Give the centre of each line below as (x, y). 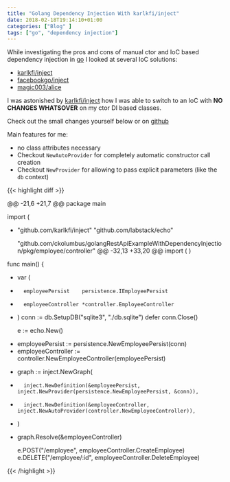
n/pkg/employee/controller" (56, 251)
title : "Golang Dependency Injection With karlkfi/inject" (93, 13)
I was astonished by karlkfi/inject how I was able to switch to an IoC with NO (115, 101)
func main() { (26, 264)
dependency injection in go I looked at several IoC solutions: (92, 60)
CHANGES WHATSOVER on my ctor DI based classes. (84, 108)
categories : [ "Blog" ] (39, 26)
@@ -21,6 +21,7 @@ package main (57, 204)
